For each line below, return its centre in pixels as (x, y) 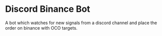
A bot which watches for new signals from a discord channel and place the (81, 23)
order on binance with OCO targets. (41, 28)
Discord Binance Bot (48, 9)
